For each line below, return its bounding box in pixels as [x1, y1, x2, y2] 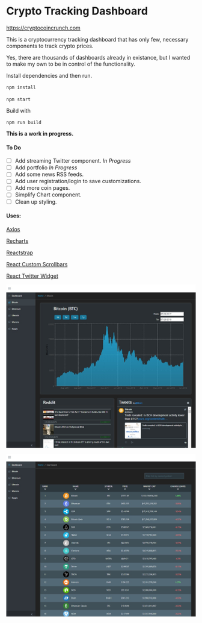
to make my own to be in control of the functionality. [6, 60, 135, 67]
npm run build [6, 119, 42, 125]
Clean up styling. [14, 198, 57, 205]
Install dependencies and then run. [6, 72, 92, 79]
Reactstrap [6, 249, 34, 256]
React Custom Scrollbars [6, 260, 68, 268]
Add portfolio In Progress [14, 164, 78, 171]
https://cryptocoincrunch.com [6, 24, 81, 31]
